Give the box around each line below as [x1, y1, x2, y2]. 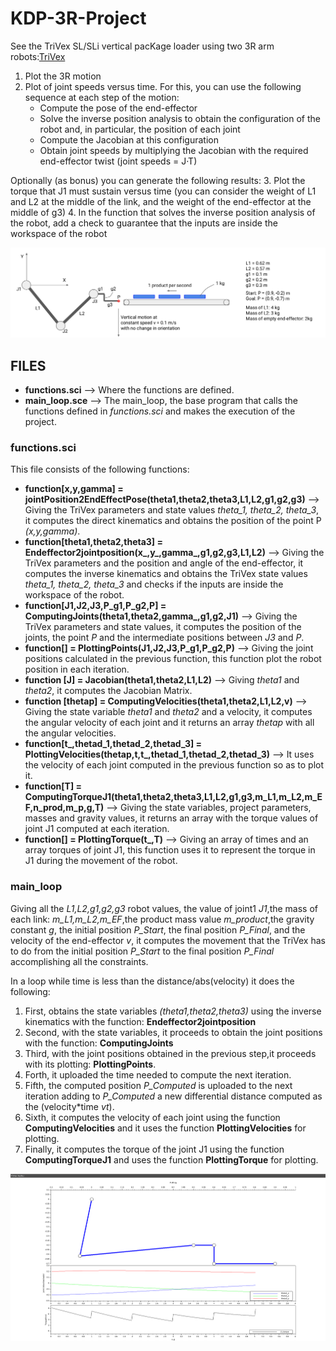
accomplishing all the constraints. [10, 955, 149, 967]
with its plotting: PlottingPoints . [24, 1058, 157, 1070]
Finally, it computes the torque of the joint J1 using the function [24, 1143, 285, 1155]
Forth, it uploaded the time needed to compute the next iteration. [24, 1068, 292, 1081]
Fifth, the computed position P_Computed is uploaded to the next [24, 1079, 293, 1091]
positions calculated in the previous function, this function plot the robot [24, 653, 322, 665]
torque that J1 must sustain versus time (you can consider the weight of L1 [10, 185, 317, 197]
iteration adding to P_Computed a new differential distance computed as [24, 1090, 323, 1102]
